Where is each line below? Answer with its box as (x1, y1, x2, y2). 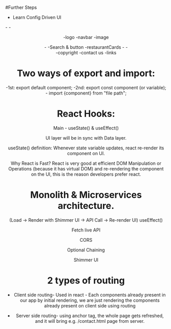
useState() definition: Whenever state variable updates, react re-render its (8, 145, 164, 151)
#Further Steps (5, 5, 37, 10)
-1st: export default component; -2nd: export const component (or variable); (6, 84, 166, 90)
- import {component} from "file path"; (45, 90, 127, 96)
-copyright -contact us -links (55, 50, 117, 55)
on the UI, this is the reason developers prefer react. (31, 171, 141, 177)
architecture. (57, 200, 115, 212)
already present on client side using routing (44, 302, 136, 308)
